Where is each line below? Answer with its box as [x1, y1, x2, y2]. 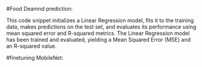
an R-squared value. [6, 42, 57, 49]
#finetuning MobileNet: [6, 54, 64, 61]
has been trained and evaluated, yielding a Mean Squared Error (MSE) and [6, 36, 191, 43]
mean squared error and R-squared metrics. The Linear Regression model [6, 30, 190, 37]
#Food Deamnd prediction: [6, 5, 73, 12]
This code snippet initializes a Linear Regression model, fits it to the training [6, 17, 194, 24]
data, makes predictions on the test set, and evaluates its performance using [6, 24, 197, 30]
